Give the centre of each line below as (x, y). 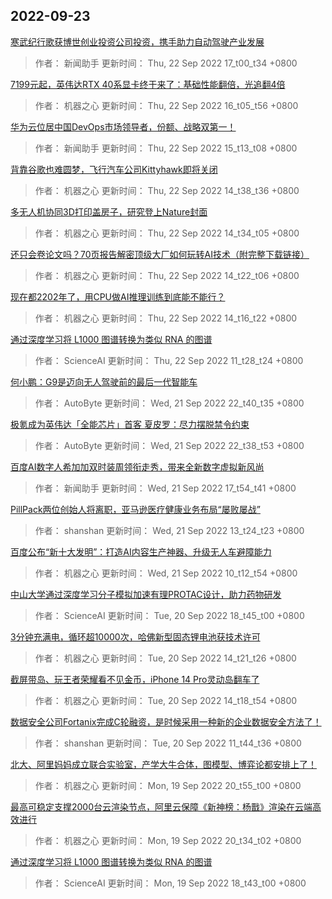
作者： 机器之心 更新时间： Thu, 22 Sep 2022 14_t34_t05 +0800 (167, 233)
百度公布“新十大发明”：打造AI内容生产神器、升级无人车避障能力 (141, 551)
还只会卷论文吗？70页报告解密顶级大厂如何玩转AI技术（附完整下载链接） (160, 254)
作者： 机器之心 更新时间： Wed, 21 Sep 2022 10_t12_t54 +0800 (166, 573)
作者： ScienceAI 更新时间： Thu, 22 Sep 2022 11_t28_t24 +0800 (169, 360)
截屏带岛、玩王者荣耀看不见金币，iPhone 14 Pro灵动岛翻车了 (135, 679)
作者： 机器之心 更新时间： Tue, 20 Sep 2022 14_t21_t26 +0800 (165, 658)
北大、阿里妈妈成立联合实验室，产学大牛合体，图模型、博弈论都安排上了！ (163, 764)
